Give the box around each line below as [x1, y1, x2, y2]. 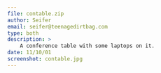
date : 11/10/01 [7, 49, 52, 56]
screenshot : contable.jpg [7, 56, 83, 63]
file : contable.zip [7, 10, 64, 17]
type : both [7, 29, 39, 37]
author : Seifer [7, 17, 52, 24]
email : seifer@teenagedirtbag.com [7, 23, 108, 30]
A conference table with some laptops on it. [20, 42, 155, 49]
